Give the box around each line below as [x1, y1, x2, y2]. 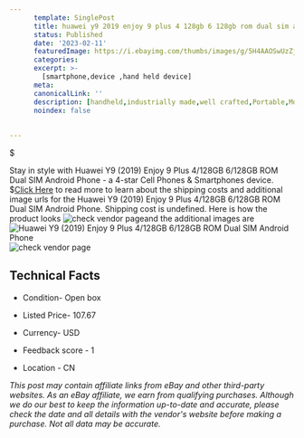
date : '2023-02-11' [33, 38, 107, 48]
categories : [33, 55, 79, 64]
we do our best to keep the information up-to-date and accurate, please [9, 399, 280, 410]
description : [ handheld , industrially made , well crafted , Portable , [33, 97, 290, 107]
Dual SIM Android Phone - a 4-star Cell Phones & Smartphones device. [9, 175, 274, 186]
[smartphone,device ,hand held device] [42, 72, 193, 81]
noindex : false [33, 106, 91, 115]
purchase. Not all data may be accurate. [9, 418, 161, 429]
